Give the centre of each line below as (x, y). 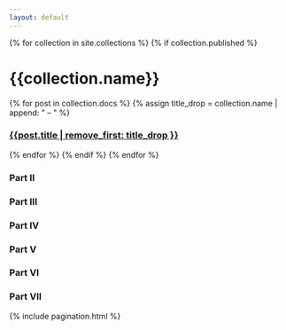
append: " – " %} (40, 113)
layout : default (39, 17)
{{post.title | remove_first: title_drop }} (94, 136)
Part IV (24, 225)
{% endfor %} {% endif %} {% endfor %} (84, 154)
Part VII (26, 296)
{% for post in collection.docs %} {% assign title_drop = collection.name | (143, 103)
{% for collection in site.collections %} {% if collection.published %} (134, 43)
